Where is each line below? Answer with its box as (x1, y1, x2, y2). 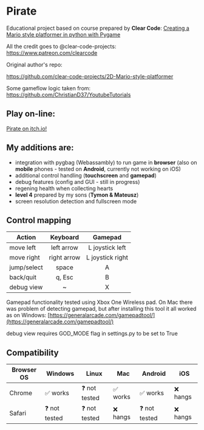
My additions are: (6, 143, 74, 153)
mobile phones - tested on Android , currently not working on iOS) (15, 165, 181, 172)
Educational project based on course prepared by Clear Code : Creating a (6, 24, 189, 32)
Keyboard (50, 233, 80, 242)
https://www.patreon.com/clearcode (6, 49, 98, 56)
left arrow (50, 244, 79, 252)
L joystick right (86, 253, 129, 262)
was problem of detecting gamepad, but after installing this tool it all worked (6, 305, 197, 312)
